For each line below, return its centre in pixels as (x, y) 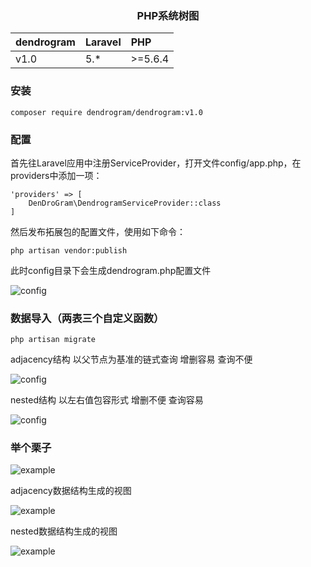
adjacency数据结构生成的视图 (71, 491)
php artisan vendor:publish (69, 250)
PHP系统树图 (168, 15)
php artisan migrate (53, 340)
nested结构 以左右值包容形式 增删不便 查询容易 (107, 400)
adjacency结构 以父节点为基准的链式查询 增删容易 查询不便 (131, 359)
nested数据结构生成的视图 (64, 531)
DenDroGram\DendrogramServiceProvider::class (125, 203)
